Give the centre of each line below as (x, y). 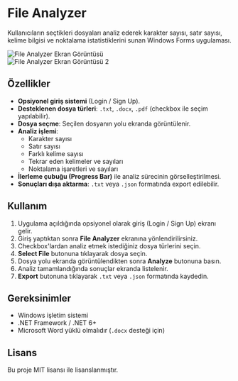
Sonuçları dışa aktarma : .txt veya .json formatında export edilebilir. (118, 184)
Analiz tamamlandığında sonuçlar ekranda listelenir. (93, 268)
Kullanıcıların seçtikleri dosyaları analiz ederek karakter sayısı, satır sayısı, (115, 33)
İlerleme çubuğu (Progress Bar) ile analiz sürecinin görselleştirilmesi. (119, 176)
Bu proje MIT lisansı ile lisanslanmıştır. (63, 370)
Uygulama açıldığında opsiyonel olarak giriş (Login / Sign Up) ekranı (117, 223)
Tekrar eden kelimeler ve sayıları (76, 161)
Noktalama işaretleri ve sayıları (73, 169)
